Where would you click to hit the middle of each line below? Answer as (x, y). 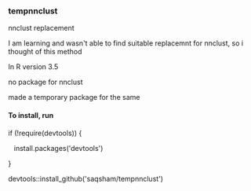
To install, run (31, 115)
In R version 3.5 (33, 67)
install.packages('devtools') (58, 148)
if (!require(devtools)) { (45, 133)
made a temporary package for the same (74, 97)
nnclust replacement (41, 28)
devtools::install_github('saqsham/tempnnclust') (85, 178)
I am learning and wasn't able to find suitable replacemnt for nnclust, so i (126, 43)
